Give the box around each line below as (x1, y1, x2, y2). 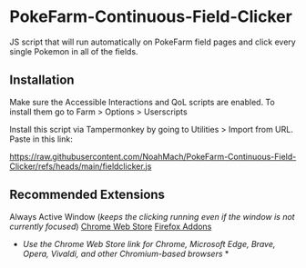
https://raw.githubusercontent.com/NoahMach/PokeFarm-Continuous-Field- (9, 151, 297, 162)
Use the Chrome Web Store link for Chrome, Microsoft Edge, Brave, (22, 238, 276, 249)
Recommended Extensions (9, 187, 166, 203)
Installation (9, 73, 75, 88)
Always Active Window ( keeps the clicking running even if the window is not (9, 211, 295, 222)
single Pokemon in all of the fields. (9, 45, 138, 56)
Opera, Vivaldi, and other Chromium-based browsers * (22, 248, 229, 259)
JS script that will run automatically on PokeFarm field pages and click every (9, 36, 296, 47)
